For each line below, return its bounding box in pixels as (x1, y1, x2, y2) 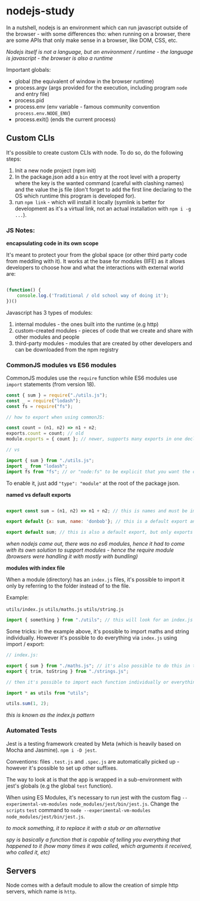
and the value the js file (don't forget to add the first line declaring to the (14, 186, 192, 193)
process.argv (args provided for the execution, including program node (14, 84, 187, 91)
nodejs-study (6, 4, 75, 18)
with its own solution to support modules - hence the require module (6, 546, 174, 553)
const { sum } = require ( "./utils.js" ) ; (6, 392, 108, 398)
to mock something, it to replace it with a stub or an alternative (6, 824, 161, 831)
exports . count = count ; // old (6, 430, 84, 436)
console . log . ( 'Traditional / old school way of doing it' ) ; (17, 293, 169, 299)
